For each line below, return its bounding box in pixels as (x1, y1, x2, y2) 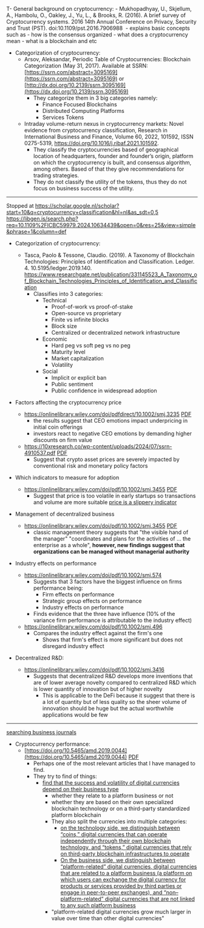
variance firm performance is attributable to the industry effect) (33, 616, 192, 624)
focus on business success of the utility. (33, 185, 134, 192)
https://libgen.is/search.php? (6, 215, 79, 222)
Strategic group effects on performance (42, 598, 142, 604)
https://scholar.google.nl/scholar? (35, 202, 120, 209)
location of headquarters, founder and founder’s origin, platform (33, 152, 194, 160)
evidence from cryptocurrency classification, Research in (24, 127, 168, 134)
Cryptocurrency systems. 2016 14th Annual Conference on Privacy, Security (6, 18, 197, 25)
